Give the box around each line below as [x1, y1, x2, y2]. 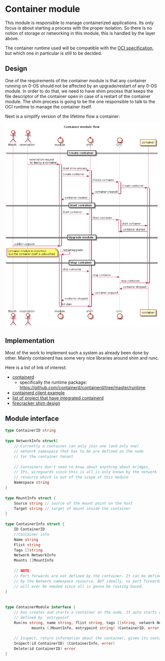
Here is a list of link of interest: [5, 364, 67, 370]
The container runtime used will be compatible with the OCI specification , [5, 45, 154, 51]
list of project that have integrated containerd [12, 395, 104, 401]
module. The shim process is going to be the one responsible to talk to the [5, 99, 156, 104]
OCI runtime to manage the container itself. [5, 103, 92, 109]
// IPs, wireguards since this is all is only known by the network [14, 469, 157, 475]
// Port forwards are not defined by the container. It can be [14, 573, 146, 578]
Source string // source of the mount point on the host [14, 501, 133, 506]
